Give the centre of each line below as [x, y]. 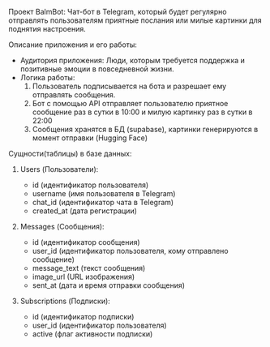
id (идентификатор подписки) [83, 317]
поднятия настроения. [47, 29]
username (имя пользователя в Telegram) [104, 193]
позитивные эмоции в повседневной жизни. [97, 69]
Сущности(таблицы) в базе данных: [70, 154]
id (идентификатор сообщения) [86, 242]
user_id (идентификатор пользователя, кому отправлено [130, 251]
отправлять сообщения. [74, 95]
